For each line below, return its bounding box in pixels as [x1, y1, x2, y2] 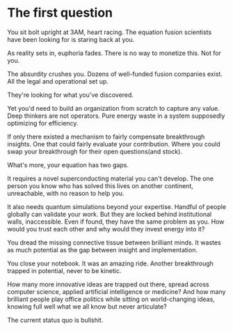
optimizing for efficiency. [7, 118, 79, 127]
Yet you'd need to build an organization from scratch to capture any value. [7, 104, 220, 112]
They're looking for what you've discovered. [7, 91, 134, 99]
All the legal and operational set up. [7, 77, 109, 85]
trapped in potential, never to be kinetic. [7, 266, 122, 275]
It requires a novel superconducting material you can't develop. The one [7, 174, 214, 183]
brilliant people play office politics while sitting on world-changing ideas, [7, 295, 216, 303]
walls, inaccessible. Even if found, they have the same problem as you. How [7, 217, 225, 226]
